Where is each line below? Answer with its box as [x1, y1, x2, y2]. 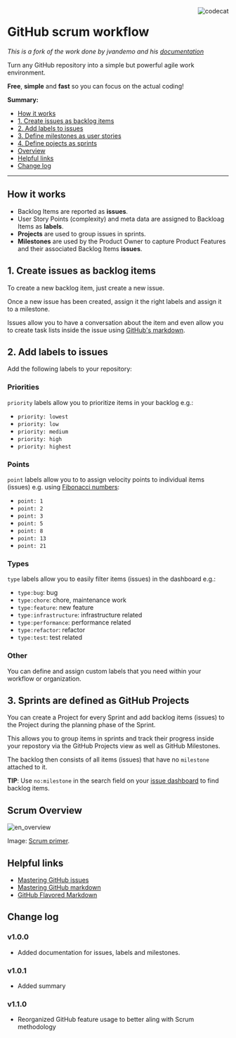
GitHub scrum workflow [7, 24, 150, 40]
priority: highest [17, 443, 72, 450]
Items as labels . [17, 222, 64, 231]
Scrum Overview [7, 805, 83, 816]
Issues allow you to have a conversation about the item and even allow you [7, 318, 223, 326]
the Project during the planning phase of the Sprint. [7, 721, 156, 729]
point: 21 [17, 542, 47, 549]
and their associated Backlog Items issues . [17, 244, 143, 252]
